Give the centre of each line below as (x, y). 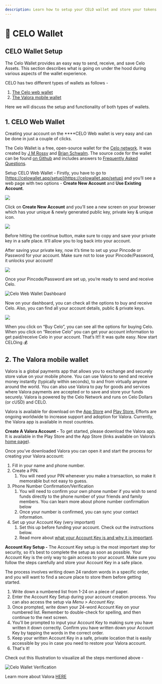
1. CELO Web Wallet (35, 122)
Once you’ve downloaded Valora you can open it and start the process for (79, 451)
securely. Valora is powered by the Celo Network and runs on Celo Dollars (79, 397)
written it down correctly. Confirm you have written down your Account (83, 628)
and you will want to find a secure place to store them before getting (73, 577)
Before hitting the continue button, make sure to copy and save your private (80, 236)
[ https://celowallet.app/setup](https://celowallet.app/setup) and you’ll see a (80, 178)
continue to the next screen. (40, 618)
